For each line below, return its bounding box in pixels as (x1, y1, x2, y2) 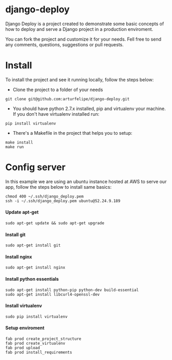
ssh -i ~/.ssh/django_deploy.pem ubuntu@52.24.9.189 (5, 198, 121, 204)
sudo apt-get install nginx (5, 265, 66, 271)
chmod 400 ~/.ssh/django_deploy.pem (5, 194, 84, 199)
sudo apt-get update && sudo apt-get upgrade (5, 221, 104, 226)
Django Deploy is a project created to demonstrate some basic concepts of (5, 21, 164, 27)
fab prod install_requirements (5, 350, 72, 355)
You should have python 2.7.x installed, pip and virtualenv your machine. (12, 105, 166, 112)
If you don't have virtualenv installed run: (12, 111, 100, 117)
